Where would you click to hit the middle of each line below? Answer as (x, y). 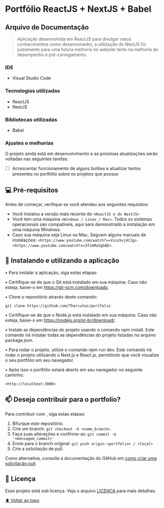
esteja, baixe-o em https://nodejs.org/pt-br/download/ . (60, 320)
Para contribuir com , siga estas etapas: (45, 414)
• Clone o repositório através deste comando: (51, 297)
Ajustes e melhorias (29, 143)
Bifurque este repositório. (38, 423)
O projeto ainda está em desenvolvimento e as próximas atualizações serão (82, 154)
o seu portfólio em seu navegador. (40, 360)
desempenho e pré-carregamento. (52, 55)
